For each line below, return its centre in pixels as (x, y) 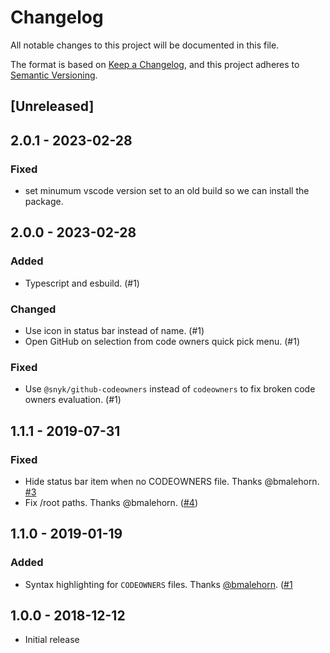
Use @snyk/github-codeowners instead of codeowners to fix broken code (170, 389)
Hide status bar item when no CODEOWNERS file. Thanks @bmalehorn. (172, 481)
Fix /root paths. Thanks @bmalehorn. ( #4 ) (111, 502)
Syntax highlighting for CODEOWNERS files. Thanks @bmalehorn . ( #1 (158, 584)
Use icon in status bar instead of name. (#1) (114, 330)
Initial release (52, 640)
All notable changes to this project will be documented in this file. (145, 45)
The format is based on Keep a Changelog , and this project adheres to (155, 64)
